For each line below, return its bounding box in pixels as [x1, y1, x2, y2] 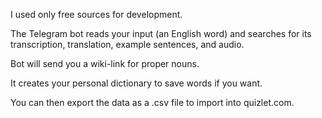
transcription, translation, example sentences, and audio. [10, 39, 245, 50]
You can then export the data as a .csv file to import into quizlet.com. [10, 97, 295, 108]
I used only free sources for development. [10, 9, 183, 20]
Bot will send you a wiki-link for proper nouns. [10, 58, 200, 69]
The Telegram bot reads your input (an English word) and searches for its [10, 28, 312, 39]
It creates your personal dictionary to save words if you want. [10, 77, 263, 89]
